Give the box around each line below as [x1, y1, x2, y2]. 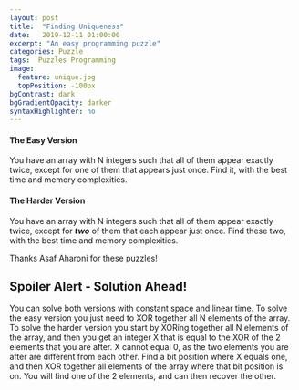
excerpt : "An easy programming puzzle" [9, 38, 161, 48]
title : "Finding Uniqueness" [9, 22, 125, 31]
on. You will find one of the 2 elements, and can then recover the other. [9, 371, 276, 382]
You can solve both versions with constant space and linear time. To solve [9, 303, 288, 314]
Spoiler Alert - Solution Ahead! [9, 279, 188, 294]
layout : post [9, 13, 59, 23]
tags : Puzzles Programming [9, 56, 117, 65]
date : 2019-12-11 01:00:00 [9, 30, 120, 39]
